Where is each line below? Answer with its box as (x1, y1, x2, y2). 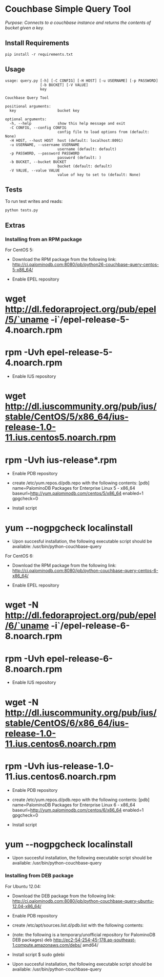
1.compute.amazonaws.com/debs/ (12, 942, 82, 948)
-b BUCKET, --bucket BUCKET (9, 159, 67, 164)
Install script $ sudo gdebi (12, 952, 65, 957)
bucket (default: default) (57, 164, 112, 169)
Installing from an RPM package (5, 236, 82, 242)
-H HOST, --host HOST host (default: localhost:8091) (9, 138, 123, 143)
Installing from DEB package (5, 872, 74, 879)
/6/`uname (5, 620, 49, 631)
